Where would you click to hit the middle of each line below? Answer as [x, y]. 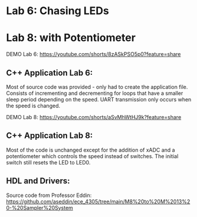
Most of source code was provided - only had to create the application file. [97, 87]
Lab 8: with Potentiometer [71, 38]
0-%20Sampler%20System [40, 208]
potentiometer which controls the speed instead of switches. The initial [92, 156]
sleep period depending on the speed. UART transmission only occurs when [99, 99]
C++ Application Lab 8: [50, 136]
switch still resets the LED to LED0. [48, 162]
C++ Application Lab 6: [50, 73]
